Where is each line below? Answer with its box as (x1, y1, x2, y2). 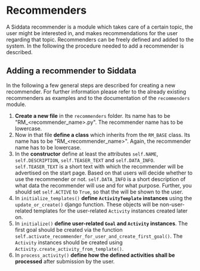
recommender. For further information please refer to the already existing (6, 88, 186, 95)
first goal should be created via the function (14, 226, 123, 233)
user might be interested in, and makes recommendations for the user (6, 29, 178, 36)
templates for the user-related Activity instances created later (33, 207, 188, 214)
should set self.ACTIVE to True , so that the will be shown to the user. (14, 188, 183, 195)
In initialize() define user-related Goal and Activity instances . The (14, 220, 188, 227)
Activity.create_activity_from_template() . (14, 245, 124, 252)
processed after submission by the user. (14, 257, 115, 265)
